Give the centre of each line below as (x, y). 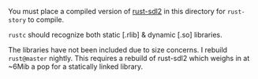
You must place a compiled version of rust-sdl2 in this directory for (117, 11)
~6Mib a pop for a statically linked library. (76, 66)
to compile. (46, 20)
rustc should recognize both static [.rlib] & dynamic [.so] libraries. (115, 35)
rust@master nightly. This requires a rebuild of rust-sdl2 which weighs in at (129, 58)
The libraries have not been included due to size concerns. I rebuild (118, 50)
